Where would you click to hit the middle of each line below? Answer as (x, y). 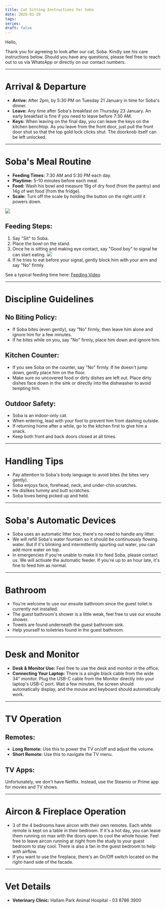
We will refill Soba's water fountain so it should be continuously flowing (85, 539)
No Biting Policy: (31, 317)
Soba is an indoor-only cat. (40, 416)
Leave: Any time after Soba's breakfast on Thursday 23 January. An (82, 111)
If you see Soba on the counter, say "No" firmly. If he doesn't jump (80, 367)
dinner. (19, 106)
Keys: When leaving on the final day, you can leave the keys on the (81, 121)
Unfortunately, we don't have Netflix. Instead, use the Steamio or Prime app (82, 782)
